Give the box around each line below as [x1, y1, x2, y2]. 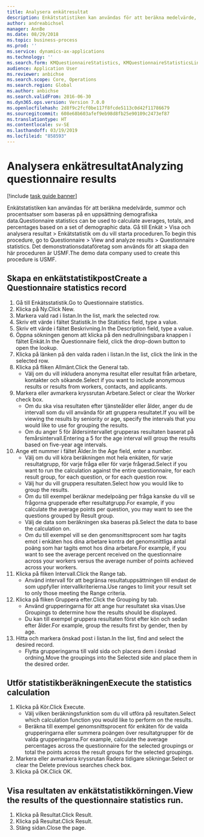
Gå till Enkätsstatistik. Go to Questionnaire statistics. [15, 299, 144, 306]
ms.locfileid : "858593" [7, 133, 67, 140]
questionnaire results [7, 173, 117, 186]
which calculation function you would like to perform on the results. [24, 716, 193, 723]
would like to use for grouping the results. [24, 422, 129, 429]
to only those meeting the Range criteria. [24, 589, 127, 596]
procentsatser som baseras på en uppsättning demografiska [7, 210, 158, 217]
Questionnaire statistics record [7, 283, 127, 293]
